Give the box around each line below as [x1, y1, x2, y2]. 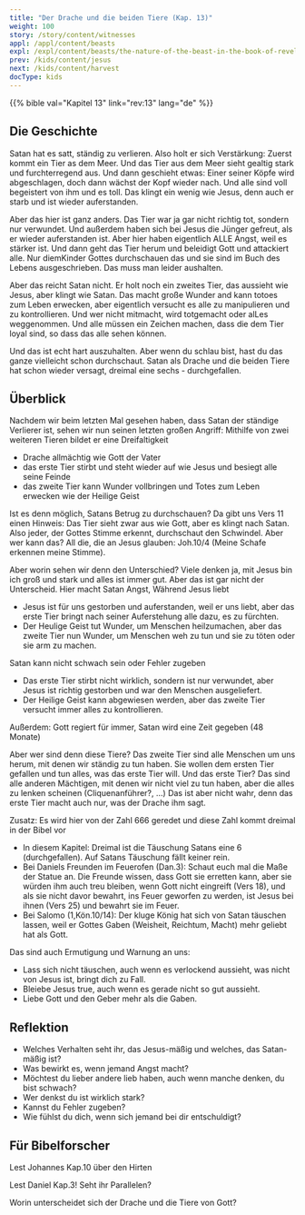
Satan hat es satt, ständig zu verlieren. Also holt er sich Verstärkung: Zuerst [9, 147, 292, 159]
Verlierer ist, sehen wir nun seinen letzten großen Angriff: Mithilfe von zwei [9, 424, 289, 436]
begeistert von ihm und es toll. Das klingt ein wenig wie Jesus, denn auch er [9, 186, 294, 197]
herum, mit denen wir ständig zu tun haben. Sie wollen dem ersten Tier [9, 759, 275, 770]
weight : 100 [9, 22, 54, 31]
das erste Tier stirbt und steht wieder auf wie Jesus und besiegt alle [22, 462, 278, 473]
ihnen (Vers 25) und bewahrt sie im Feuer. [22, 901, 180, 911]
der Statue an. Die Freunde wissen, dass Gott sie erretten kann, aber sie [22, 871, 292, 882]
